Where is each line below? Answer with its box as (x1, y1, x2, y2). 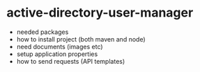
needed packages (16, 28, 69, 36)
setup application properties (16, 50, 98, 58)
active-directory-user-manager (6, 5, 194, 21)
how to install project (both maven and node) (16, 35, 146, 43)
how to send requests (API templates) (16, 57, 125, 65)
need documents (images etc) (16, 42, 103, 51)
